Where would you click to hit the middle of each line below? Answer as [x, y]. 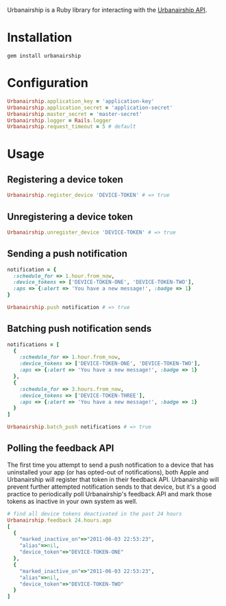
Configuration [48, 83]
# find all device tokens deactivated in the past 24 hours [95, 513]
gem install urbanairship [44, 56]
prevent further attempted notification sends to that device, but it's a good [112, 487]
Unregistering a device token [70, 216]
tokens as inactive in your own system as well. [73, 501]
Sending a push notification [67, 254]
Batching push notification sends [79, 329]
